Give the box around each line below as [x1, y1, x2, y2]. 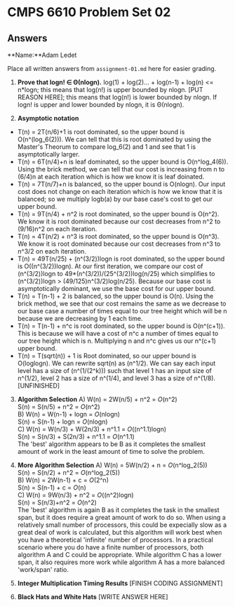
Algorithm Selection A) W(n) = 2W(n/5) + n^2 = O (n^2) [17, 395, 177, 403]
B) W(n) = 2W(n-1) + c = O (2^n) [17, 476, 109, 484]
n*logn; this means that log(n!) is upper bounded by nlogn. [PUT [17, 86, 203, 93]
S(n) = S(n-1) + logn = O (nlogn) [17, 417, 108, 426]
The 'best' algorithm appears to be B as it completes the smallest [17, 440, 206, 448]
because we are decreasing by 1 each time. [17, 314, 143, 322]
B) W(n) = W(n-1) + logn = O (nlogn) [17, 410, 121, 418]
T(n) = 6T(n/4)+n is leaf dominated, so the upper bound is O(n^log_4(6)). [17, 157, 229, 166]
